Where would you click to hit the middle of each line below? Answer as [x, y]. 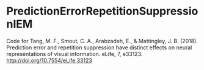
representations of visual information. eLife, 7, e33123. [75, 54]
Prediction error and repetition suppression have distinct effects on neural [99, 47]
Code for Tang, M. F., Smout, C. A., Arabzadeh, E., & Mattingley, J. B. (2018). [102, 41]
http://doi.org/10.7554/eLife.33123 [49, 60]
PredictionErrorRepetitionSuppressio [102, 11]
